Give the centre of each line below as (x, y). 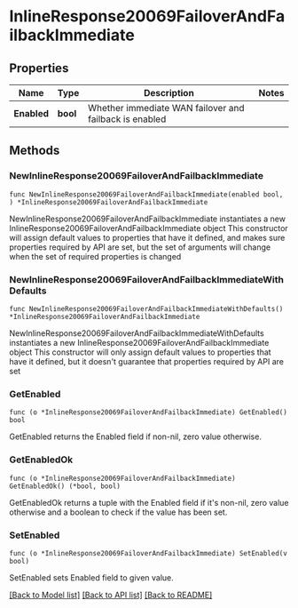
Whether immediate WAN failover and (166, 108)
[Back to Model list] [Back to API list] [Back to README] (111, 595)
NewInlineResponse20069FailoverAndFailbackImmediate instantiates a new (148, 219)
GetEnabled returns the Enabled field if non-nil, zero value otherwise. (135, 436)
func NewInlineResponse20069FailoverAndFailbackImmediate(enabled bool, (146, 194)
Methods (35, 151)
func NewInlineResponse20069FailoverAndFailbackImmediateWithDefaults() (146, 308)
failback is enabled (127, 119)
